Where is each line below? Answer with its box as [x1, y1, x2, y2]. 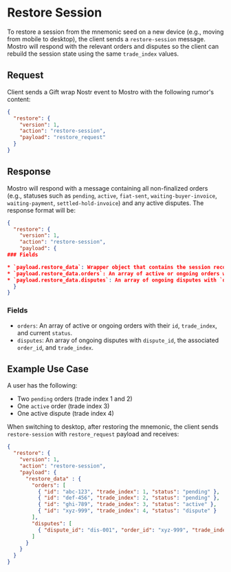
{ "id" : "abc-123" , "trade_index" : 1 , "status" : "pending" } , [37, 488, 220, 495]
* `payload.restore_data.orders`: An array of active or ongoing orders [7, 270, 220, 277]
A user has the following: [7, 381, 78, 390]
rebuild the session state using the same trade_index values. [7, 50, 179, 58]
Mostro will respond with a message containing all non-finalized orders [7, 184, 208, 192]
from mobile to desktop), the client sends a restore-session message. [7, 34, 206, 43]
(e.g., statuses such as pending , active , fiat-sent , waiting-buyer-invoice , [7, 191, 218, 200]
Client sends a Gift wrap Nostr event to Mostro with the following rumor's [7, 87, 214, 96]
